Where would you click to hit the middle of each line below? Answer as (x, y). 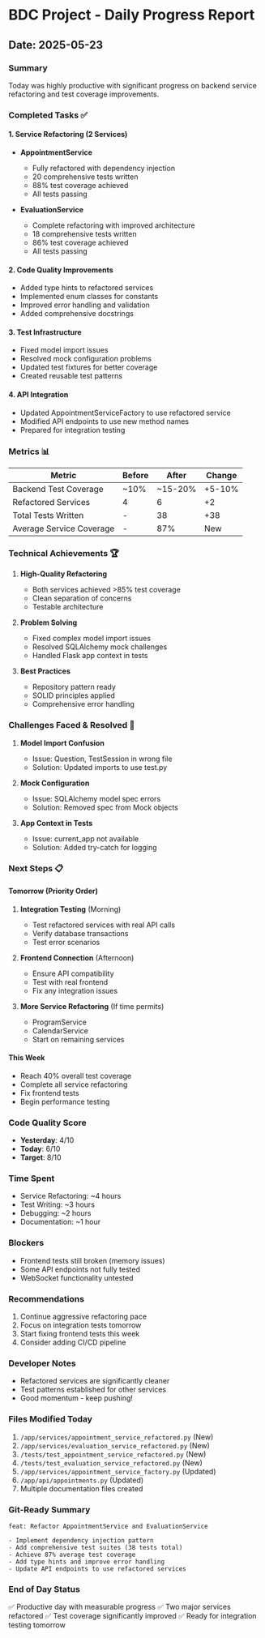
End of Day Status (45, 1589)
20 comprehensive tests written (85, 177)
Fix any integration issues (75, 990)
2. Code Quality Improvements (61, 270)
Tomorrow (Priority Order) (53, 891)
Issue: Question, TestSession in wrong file (102, 759)
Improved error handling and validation (85, 305)
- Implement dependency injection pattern (81, 1540)
